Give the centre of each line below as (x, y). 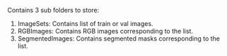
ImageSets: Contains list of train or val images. (85, 23)
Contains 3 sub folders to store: (53, 10)
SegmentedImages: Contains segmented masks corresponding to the (119, 38)
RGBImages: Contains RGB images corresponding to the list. (105, 31)
